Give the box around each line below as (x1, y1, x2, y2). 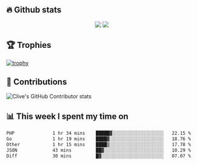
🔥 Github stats (6, 5, 62, 15)
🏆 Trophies (6, 40, 52, 50)
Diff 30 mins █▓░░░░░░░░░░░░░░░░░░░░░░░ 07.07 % (6, 153, 191, 159)
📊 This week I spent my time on (6, 111, 129, 121)
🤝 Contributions (6, 77, 67, 87)
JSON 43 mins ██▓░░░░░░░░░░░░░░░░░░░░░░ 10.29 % (6, 147, 191, 153)
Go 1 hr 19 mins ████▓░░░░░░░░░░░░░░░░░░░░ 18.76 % (6, 136, 191, 142)
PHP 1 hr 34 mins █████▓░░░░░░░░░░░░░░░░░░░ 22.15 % (6, 130, 191, 136)
